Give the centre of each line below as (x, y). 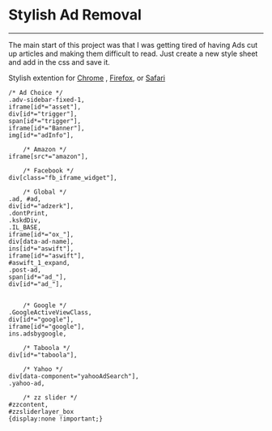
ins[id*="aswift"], (41, 249)
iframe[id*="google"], (47, 326)
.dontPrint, (28, 213)
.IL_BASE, (25, 227)
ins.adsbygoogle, (38, 334)
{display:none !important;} (56, 419)
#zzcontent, (28, 404)
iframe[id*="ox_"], (41, 234)
